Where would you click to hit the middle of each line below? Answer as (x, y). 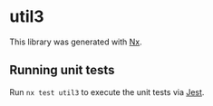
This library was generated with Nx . (76, 42)
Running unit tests (62, 70)
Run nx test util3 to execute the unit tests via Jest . (107, 92)
